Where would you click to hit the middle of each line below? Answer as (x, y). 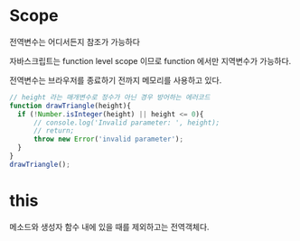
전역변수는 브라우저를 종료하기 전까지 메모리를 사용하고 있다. (116, 80)
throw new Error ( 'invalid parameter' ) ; (108, 139)
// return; (54, 131)
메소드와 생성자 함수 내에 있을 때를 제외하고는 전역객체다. (109, 227)
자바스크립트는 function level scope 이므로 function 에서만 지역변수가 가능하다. (150, 60)
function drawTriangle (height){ (70, 106)
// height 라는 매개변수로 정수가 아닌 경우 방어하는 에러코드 (110, 97)
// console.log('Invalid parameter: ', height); (127, 123)
